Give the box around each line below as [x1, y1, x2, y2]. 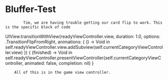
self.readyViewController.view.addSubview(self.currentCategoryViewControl [5, 44, 163, 50]
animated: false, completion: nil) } [24, 60, 94, 66]
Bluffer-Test [5, 4, 56, 15]
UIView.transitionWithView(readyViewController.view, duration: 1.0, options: [5, 33, 160, 39]
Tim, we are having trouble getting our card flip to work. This [23, 20, 163, 25]
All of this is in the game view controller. [14, 69, 111, 75]
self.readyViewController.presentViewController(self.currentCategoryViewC [5, 54, 161, 61]
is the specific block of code [5, 24, 71, 30]
